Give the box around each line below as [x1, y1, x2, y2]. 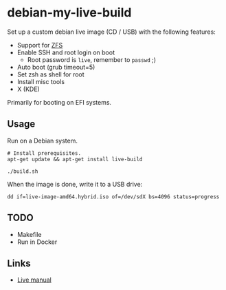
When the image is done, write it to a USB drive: [7, 180, 143, 188]
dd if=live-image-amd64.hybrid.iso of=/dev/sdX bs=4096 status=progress [7, 193, 220, 200]
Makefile [16, 230, 42, 238]
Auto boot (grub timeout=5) [16, 63, 95, 71]
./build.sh [7, 167, 38, 175]
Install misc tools [16, 77, 65, 85]
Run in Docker [16, 238, 58, 246]
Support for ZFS [16, 41, 63, 49]
